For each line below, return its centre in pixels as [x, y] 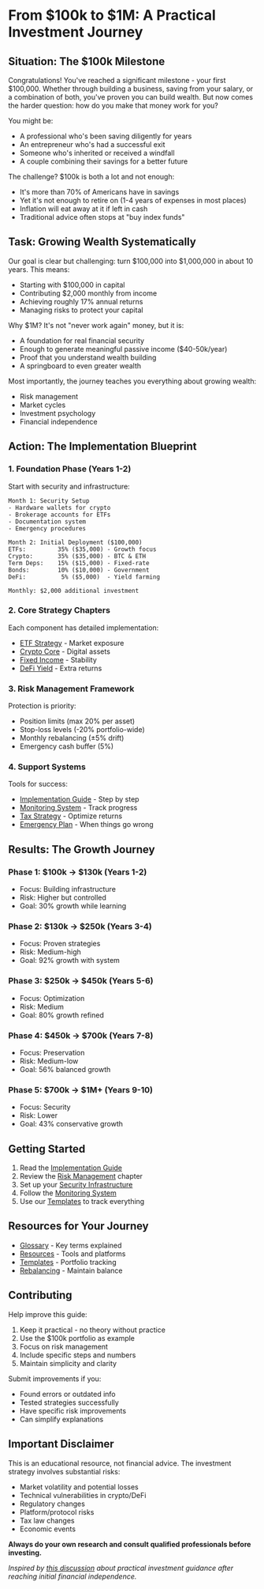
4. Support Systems [47, 767]
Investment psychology [58, 413]
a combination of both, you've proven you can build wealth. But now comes [131, 97]
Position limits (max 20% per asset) [77, 721]
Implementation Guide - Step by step [79, 799]
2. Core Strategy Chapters [59, 610]
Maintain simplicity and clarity [68, 1363]
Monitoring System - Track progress [78, 808]
